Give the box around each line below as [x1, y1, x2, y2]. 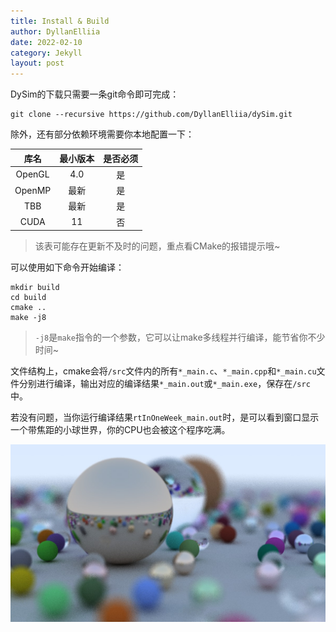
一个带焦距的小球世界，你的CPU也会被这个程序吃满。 [10, 424, 231, 436]
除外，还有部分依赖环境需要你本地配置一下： [10, 128, 195, 140]
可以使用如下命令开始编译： [10, 261, 125, 274]
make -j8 [10, 313, 47, 323]
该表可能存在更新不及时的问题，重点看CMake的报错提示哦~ [34, 240, 281, 252]
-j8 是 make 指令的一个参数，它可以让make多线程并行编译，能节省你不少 [34, 331, 326, 344]
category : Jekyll [10, 48, 83, 58]
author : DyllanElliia [10, 26, 101, 37]
